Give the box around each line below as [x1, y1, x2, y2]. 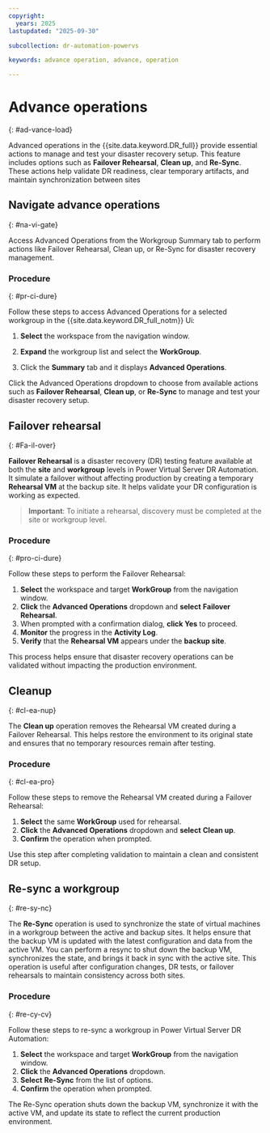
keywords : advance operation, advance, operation [8, 56, 179, 65]
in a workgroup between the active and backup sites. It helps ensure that [8, 927, 251, 937]
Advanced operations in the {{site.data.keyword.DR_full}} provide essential [8, 141, 258, 151]
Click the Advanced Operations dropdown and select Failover [19, 602, 230, 612]
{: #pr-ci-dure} [8, 291, 58, 301]
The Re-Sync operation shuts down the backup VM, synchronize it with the [8, 1099, 259, 1109]
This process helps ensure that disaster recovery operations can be [8, 652, 234, 662]
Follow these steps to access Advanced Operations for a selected [8, 307, 228, 316]
